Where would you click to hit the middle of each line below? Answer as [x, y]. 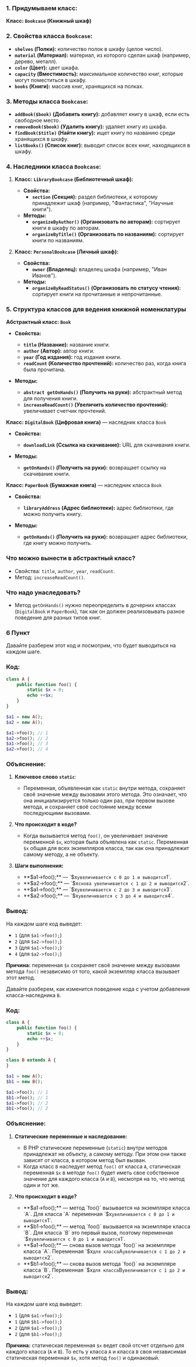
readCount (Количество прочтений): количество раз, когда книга [105, 364]
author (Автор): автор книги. [59, 351]
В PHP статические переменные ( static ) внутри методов [95, 1147]
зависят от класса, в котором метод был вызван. [85, 1160]
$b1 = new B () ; [25, 1081]
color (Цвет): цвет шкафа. [47, 67]
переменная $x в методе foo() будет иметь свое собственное [101, 1173]
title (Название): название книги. [66, 345]
